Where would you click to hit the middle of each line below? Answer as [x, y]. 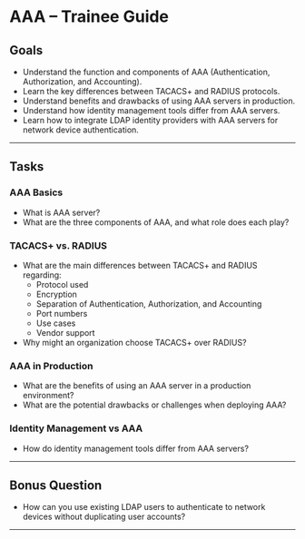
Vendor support [65, 332]
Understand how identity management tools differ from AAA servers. [151, 110]
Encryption [56, 294]
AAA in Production [51, 366]
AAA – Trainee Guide [89, 17]
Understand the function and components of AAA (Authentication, [146, 72]
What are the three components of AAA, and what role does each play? [156, 222]
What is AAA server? [61, 212]
